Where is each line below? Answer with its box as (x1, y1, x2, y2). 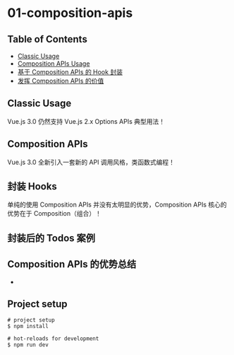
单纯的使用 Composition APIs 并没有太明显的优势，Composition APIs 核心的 (7, 200, 227, 209)
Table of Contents (7, 33, 88, 45)
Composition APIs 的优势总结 (7, 258, 137, 270)
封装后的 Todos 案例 (7, 232, 96, 244)
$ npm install (7, 323, 49, 330)
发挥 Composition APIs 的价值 (17, 76, 104, 85)
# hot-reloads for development (7, 335, 99, 342)
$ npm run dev (7, 342, 49, 349)
